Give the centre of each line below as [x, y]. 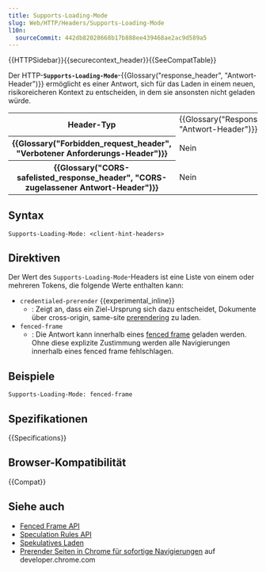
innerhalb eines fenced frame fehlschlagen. [103, 351]
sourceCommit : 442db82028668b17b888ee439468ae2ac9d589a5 [111, 38]
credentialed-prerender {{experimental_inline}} [97, 301]
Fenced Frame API [50, 526]
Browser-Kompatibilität [67, 463]
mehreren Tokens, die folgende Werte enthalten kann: [96, 285]
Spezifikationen [48, 419]
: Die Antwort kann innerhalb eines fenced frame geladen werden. [139, 334]
